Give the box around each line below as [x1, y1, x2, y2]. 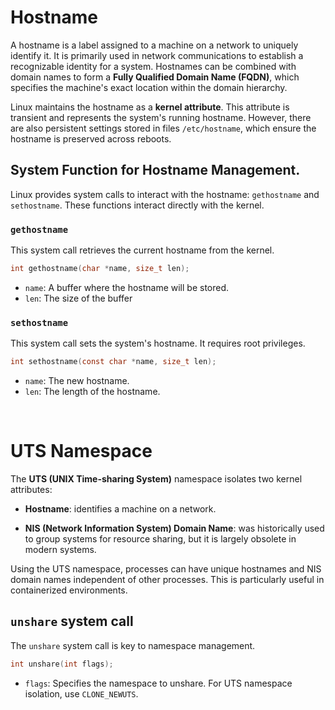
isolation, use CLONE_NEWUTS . [24, 687, 139, 700]
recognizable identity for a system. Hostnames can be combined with [10, 60, 297, 72]
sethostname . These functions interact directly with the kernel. [10, 199, 265, 211]
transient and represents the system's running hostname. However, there [10, 111, 312, 123]
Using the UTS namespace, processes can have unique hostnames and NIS [10, 563, 322, 575]
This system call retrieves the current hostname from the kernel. [10, 244, 275, 256]
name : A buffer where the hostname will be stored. [24, 281, 230, 293]
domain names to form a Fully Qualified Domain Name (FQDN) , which [10, 71, 300, 83]
